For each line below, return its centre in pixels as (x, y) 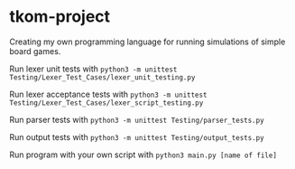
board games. (35, 51)
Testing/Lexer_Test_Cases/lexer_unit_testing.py (102, 77)
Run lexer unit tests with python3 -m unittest (93, 69)
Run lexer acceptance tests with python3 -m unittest (108, 94)
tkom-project (60, 17)
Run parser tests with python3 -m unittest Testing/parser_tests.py (137, 119)
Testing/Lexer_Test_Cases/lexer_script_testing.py (106, 103)
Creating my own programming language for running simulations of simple (147, 42)
